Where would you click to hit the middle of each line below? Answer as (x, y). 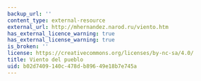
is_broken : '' (28, 46)
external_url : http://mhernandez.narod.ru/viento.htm (88, 27)
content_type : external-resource (56, 20)
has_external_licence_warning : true (61, 33)
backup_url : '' (30, 14)
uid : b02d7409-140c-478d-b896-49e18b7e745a (72, 66)
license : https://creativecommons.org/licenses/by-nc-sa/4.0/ (100, 54)
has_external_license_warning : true (61, 40)
